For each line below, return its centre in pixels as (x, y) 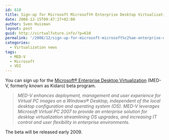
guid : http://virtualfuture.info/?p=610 (48, 33)
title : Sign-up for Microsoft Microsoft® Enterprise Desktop (71, 15)
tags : (11, 52)
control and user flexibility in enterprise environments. (73, 122)
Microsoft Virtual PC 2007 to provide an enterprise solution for (82, 112)
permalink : (17, 38)
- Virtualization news (33, 47)
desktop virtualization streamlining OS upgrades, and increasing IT (87, 117)
